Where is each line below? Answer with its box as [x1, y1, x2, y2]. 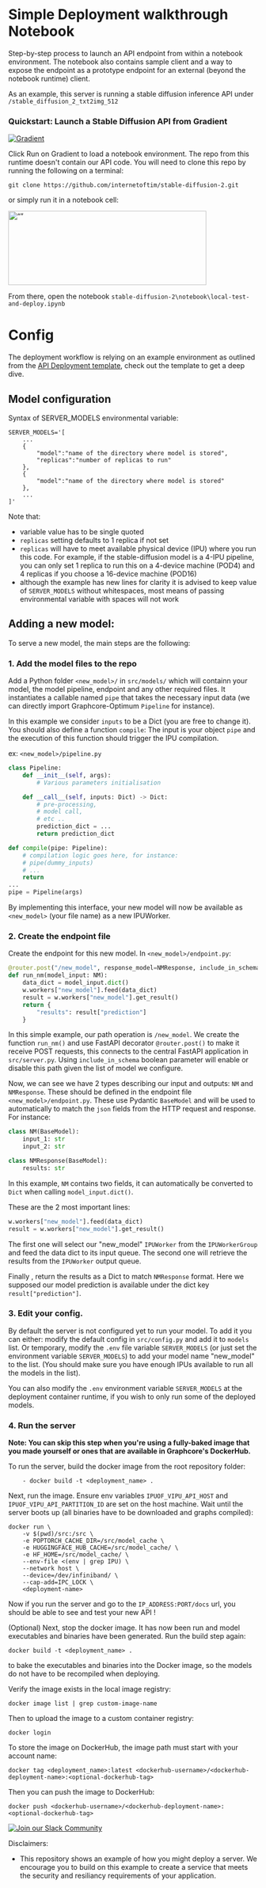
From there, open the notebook [8, 291, 110, 302]
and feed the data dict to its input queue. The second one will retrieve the [8, 1248, 248, 1257]
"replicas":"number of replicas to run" [36, 456, 172, 464]
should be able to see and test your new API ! [8, 1608, 156, 1617]
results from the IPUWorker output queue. [8, 1256, 142, 1266]
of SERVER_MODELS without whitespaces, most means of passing [19, 586, 225, 595]
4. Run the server [8, 1419, 76, 1430]
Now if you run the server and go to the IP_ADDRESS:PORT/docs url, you [8, 1599, 236, 1609]
